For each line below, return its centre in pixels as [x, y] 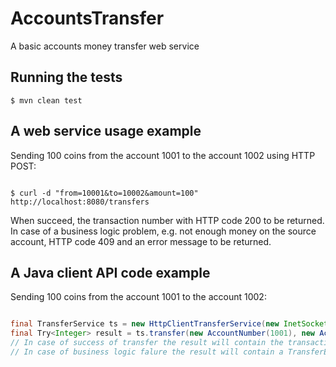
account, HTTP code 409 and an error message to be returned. [141, 241]
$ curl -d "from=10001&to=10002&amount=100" [104, 193]
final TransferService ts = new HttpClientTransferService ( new [145, 324]
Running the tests [66, 77]
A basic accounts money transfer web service [105, 46]
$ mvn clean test [46, 100]
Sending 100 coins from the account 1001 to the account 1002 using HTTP [163, 155]
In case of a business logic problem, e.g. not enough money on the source [163, 231]
